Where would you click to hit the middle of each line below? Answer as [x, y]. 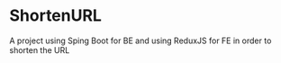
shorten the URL [40, 49]
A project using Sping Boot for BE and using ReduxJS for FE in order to [140, 40]
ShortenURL [55, 16]
